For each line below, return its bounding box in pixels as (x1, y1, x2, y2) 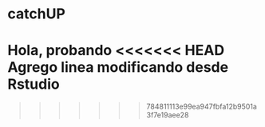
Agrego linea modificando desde (7, 58, 229, 77)
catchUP (7, 5, 65, 23)
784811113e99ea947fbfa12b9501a (146, 101, 257, 112)
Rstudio (7, 75, 61, 93)
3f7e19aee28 (146, 110, 189, 120)
